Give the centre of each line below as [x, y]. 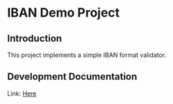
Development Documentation [72, 77]
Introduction [35, 38]
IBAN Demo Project [64, 13]
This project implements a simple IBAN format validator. [87, 55]
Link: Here [22, 93]
